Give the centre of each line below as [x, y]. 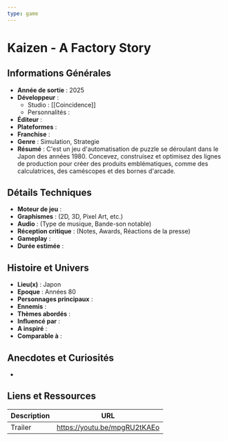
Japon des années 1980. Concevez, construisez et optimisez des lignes [119, 156]
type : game [23, 13]
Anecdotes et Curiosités [60, 358]
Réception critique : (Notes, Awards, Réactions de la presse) [104, 231]
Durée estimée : [40, 246]
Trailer [21, 427]
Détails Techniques [49, 193]
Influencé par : [39, 321]
